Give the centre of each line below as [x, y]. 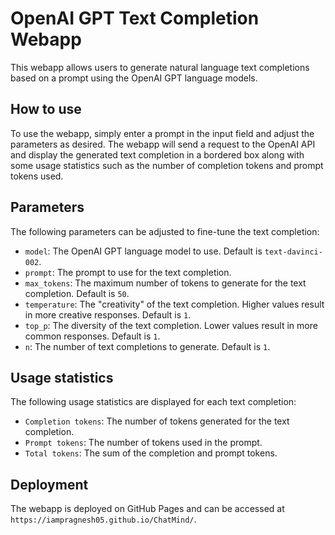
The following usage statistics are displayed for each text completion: [153, 402]
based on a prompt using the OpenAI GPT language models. [134, 78]
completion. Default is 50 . [77, 293]
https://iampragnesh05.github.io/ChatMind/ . [103, 519]
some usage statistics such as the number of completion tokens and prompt [167, 165]
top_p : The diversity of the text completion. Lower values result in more [171, 325]
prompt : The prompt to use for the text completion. [128, 272]
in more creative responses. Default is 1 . [108, 314]
